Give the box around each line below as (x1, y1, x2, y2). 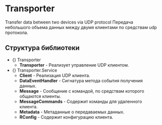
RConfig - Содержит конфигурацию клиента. (19, 114, 114, 120)
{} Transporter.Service (12, 67, 58, 73)
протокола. (5, 29, 28, 35)
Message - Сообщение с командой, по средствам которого (19, 88, 144, 94)
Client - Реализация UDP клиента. (19, 72, 90, 78)
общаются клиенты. (19, 93, 61, 99)
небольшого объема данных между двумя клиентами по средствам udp (5, 24, 157, 30)
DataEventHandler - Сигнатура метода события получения (19, 77, 143, 83)
